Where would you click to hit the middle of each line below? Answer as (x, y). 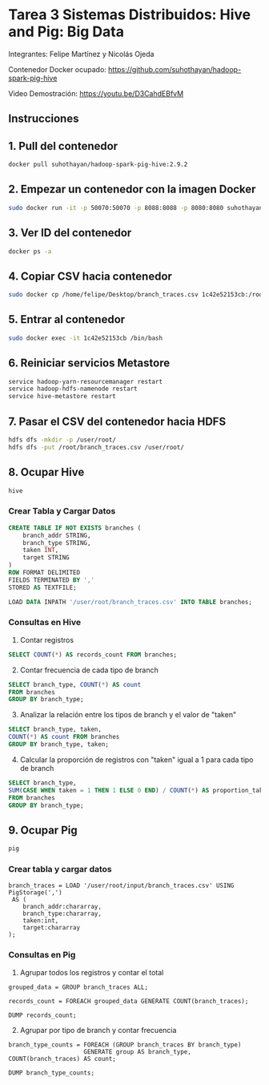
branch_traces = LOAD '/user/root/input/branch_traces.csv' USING (121, 886)
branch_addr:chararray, (62, 907)
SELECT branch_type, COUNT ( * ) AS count (75, 684)
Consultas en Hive (45, 623)
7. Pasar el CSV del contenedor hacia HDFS (117, 421)
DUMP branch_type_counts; (51, 1073)
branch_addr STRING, (57, 535)
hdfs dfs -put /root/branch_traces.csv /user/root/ (96, 447)
